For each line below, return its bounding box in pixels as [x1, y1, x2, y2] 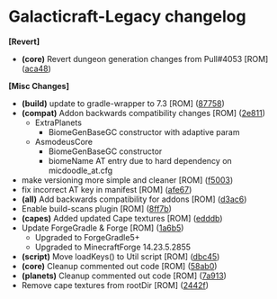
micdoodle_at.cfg [48, 165, 113, 176]
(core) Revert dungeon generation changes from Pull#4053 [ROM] [21, 53, 269, 64]
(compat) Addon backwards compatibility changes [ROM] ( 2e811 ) [21, 107, 266, 118]
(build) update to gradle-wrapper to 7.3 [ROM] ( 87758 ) [21, 97, 226, 109]
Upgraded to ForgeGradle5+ [34, 231, 140, 242]
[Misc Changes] [8, 80, 69, 91]
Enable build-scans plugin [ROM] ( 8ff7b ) [21, 203, 173, 213]
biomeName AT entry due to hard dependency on [48, 155, 233, 166]
